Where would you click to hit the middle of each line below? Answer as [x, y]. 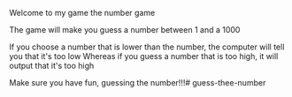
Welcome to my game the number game [82, 13]
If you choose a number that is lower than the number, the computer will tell [147, 47]
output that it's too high [52, 66]
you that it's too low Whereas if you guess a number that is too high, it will [144, 56]
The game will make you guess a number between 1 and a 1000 [125, 30]
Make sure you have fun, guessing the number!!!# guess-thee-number [138, 82]
